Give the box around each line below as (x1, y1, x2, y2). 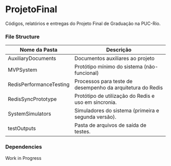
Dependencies (5, 144, 42, 151)
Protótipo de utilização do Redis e (74, 93, 155, 100)
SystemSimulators (8, 110, 51, 118)
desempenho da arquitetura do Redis (74, 84, 163, 91)
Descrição (106, 46, 132, 53)
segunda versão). (74, 114, 117, 121)
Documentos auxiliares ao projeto (74, 55, 155, 62)
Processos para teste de (74, 78, 133, 85)
